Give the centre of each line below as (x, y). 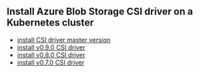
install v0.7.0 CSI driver (51, 62)
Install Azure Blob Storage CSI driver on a (100, 12)
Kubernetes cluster (50, 23)
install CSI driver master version (64, 40)
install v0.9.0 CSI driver (51, 47)
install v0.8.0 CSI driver (51, 55)
